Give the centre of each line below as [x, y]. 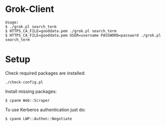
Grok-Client [30, 9]
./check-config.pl [24, 82]
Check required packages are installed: [45, 73]
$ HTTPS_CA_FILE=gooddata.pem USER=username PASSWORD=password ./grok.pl [83, 35]
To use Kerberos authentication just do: [45, 110]
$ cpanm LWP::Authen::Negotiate [39, 119]
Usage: [12, 22]
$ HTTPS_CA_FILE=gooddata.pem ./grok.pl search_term [61, 31]
